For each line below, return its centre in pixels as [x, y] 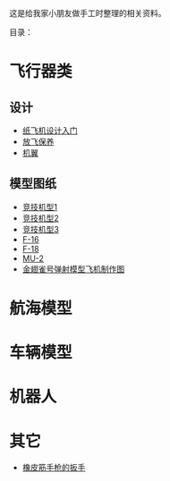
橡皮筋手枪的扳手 [54, 468]
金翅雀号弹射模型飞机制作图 [73, 269]
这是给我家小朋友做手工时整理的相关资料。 [88, 13]
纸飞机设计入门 [50, 131]
